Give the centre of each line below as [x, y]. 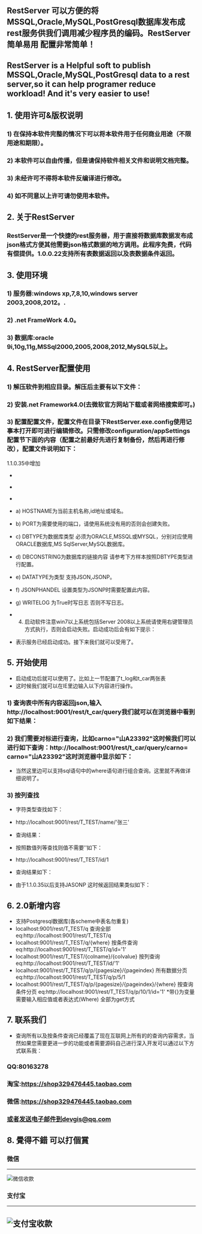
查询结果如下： [34, 872]
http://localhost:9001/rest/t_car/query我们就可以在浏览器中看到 [101, 712]
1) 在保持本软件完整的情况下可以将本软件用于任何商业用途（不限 [99, 134]
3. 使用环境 [27, 275]
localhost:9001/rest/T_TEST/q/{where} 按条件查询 [76, 942]
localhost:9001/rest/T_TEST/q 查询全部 [63, 929]
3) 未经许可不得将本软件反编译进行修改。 [66, 178]
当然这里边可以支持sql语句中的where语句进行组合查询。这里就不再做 [100, 770]
